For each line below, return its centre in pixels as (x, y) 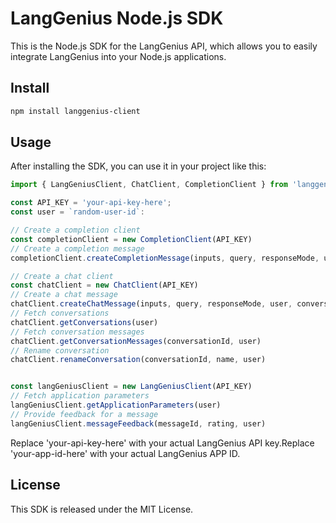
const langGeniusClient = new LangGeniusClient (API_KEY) (131, 387)
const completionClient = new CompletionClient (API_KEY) (131, 239)
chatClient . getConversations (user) (84, 322)
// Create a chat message (64, 295)
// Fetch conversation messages (77, 332)
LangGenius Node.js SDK (117, 18)
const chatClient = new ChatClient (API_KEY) (104, 285)
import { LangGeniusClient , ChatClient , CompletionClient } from (149, 185)
